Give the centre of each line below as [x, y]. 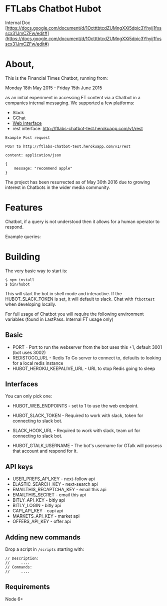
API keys [19, 467]
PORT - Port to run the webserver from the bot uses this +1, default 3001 [87, 347]
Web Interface [27, 123]
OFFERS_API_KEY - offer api [41, 521]
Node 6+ [14, 599]
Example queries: [23, 237]
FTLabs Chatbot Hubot [53, 9]
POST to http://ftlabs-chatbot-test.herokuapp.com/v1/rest [68, 146]
